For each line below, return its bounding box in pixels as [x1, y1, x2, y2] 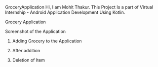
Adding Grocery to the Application [12, 38, 82, 44]
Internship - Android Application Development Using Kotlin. [5, 9, 125, 15]
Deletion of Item [12, 57, 45, 63]
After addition [12, 48, 40, 53]
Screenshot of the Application [5, 29, 66, 34]
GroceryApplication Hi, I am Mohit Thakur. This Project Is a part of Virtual [5, 4, 153, 10]
